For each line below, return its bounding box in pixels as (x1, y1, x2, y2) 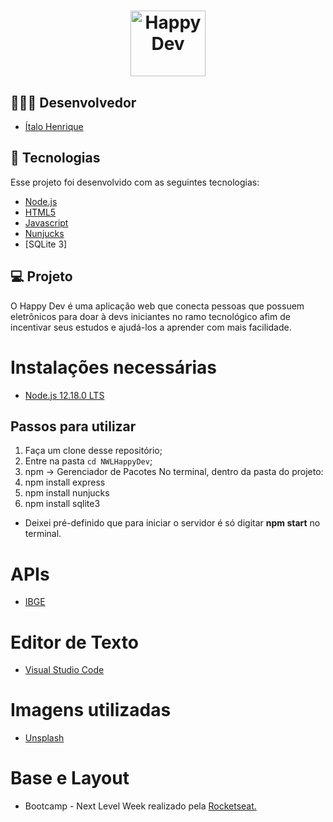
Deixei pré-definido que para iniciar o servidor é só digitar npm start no (24, 517, 321, 529)
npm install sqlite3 (24, 498, 101, 510)
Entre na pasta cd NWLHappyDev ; (24, 455, 153, 467)
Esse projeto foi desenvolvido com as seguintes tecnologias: (10, 176, 260, 188)
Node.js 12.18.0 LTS (24, 389, 105, 401)
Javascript (24, 216, 69, 229)
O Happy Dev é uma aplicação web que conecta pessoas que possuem (10, 300, 305, 312)
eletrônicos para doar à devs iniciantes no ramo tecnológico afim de (10, 310, 291, 322)
